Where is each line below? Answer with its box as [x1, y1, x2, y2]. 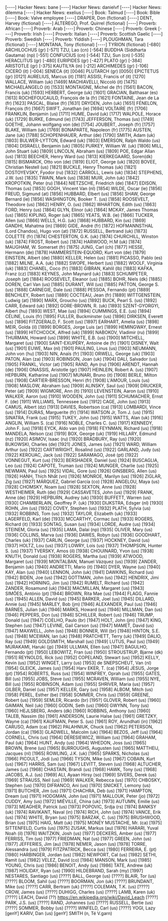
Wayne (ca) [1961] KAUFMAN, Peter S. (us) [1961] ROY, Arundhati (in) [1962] [5, 718, 162, 724]
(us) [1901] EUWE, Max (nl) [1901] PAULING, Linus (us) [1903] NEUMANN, [5, 346, 157, 351]
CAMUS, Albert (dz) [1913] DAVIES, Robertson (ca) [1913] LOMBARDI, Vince [5, 404, 161, 410]
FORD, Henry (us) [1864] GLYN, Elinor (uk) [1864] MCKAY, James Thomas [5, 207, 158, 213]
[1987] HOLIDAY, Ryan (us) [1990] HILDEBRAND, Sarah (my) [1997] [5, 868, 143, 873]
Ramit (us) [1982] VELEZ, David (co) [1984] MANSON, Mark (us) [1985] [5, 857, 151, 863]
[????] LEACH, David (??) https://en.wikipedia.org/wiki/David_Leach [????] [5, 894, 158, 900]
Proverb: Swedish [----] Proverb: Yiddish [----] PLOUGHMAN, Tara [5, 36, 144, 42]
